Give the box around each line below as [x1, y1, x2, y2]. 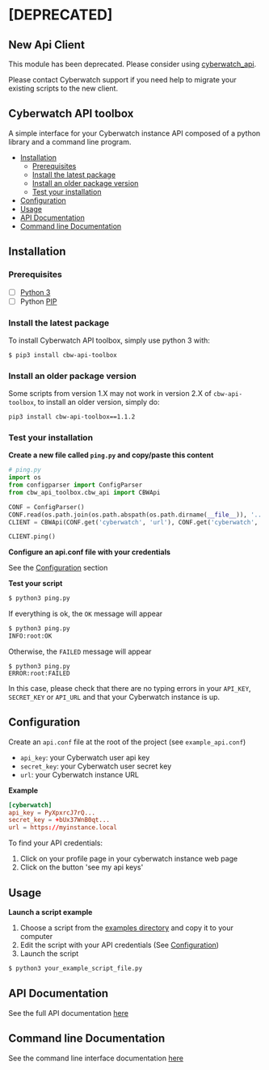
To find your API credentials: [8, 838, 103, 848]
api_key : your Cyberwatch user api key [19, 752, 150, 762]
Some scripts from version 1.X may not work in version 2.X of [8, 389, 212, 398]
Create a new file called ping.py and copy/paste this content [8, 450, 214, 460]
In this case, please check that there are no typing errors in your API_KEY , [8, 683, 252, 693]
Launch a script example [8, 908, 93, 917]
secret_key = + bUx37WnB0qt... [8, 816, 111, 824]
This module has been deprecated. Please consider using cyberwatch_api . [8, 59, 257, 69]
